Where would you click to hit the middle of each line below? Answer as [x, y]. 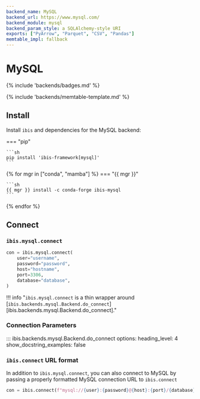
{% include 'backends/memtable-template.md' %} [68, 96]
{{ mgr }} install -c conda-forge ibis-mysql [63, 190]
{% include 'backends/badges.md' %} [53, 85]
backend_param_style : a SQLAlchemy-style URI [63, 28]
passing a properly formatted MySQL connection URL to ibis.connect [92, 379]
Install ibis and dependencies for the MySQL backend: [74, 130]
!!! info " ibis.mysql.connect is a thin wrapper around [71, 297]
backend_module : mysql [34, 23]
